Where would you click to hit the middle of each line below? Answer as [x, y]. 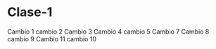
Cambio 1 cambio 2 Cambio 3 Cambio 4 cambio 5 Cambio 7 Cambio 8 [108, 31]
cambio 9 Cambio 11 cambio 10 [52, 38]
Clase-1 [30, 12]
